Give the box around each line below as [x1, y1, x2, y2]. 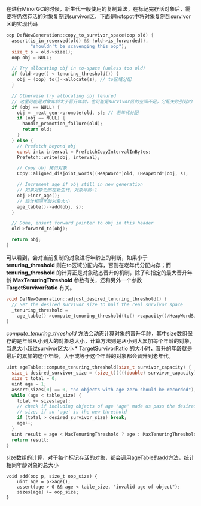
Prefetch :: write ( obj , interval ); [17, 154, 100, 160]
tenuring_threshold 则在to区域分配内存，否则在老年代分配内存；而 [6, 261, 172, 268]
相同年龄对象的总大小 [6, 462, 59, 469]
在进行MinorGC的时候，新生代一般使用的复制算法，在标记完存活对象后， [6, 5, 185, 12]
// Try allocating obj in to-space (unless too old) [11, 65, 146, 71]
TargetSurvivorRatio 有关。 [6, 284, 75, 291]
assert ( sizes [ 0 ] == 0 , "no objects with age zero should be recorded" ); [11, 387, 197, 393]
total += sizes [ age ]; [17, 398, 71, 404]
